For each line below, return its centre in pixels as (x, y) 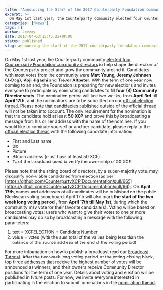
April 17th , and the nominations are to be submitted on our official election (79, 100)
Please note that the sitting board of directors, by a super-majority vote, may (81, 171)
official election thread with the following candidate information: (69, 131)
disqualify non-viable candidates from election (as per (59, 176)
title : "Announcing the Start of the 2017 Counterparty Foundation (75, 9)
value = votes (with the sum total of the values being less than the (78, 237)
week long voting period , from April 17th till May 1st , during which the (76, 202)
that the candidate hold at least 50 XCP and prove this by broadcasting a (78, 116)
